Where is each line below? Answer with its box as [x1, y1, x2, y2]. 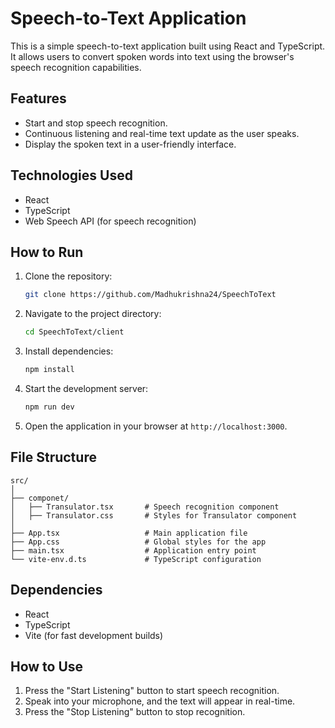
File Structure [10, 449, 97, 466]
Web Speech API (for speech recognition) [24, 215, 197, 227]
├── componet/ [10, 493, 70, 503]
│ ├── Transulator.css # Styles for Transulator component [10, 510, 298, 521]
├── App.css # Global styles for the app [10, 537, 267, 547]
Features [10, 90, 67, 107]
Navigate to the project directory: [24, 308, 162, 320]
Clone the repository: [24, 270, 113, 282]
